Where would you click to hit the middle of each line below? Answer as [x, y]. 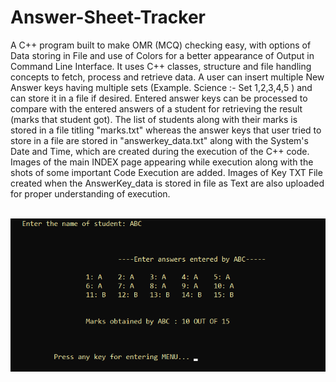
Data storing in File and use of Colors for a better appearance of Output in [162, 55]
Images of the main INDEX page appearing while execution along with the [162, 162]
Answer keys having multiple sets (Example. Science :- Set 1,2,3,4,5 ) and [161, 87]
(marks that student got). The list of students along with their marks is [154, 119]
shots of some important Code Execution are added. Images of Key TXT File [166, 172]
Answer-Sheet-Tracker [108, 17]
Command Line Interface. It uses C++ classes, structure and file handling [161, 66]
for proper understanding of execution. [90, 193]
